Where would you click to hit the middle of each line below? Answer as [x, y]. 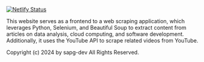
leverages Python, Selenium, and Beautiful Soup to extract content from [97, 28]
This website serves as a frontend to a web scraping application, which [96, 21]
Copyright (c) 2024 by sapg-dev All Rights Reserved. [73, 52]
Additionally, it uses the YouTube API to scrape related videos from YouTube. [102, 40]
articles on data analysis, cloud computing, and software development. [95, 34]
